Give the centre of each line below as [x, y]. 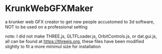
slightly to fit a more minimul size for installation [53, 46]
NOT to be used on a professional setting [46, 27]
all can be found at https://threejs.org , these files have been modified [75, 41]
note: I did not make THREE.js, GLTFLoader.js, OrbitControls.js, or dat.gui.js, [81, 36]
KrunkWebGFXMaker [49, 8]
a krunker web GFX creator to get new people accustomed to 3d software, [80, 22]
